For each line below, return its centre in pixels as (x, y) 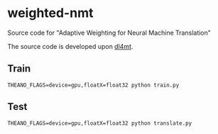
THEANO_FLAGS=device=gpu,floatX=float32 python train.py (93, 85)
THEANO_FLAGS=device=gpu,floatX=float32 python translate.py (100, 123)
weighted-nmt (50, 13)
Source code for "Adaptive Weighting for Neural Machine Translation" (109, 33)
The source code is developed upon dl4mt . (70, 46)
